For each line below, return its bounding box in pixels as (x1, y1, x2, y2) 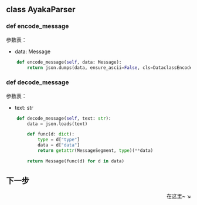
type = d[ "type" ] (37, 137, 80, 143)
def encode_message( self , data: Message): (16, 59, 122, 65)
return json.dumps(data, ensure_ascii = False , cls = (27, 64, 154, 71)
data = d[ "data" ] (37, 143, 80, 148)
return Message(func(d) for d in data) (27, 158, 125, 164)
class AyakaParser (6, 5, 76, 15)
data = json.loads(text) (27, 121, 88, 127)
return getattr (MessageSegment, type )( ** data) (37, 148, 154, 154)
